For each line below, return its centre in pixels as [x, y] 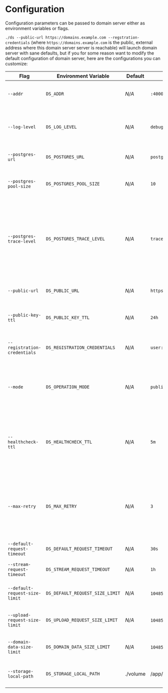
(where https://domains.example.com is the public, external [92, 42]
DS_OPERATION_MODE [68, 387]
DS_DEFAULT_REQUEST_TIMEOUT [79, 549]
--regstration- [124, 37]
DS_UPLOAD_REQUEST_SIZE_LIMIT [82, 620]
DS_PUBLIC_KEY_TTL [68, 317]
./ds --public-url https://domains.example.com [56, 37]
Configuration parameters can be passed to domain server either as [75, 23]
